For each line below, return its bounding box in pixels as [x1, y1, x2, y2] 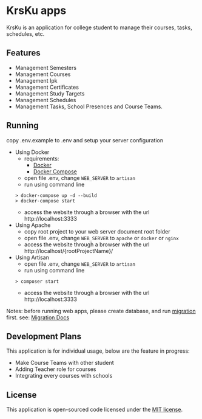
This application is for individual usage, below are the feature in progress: [6, 347, 190, 355]
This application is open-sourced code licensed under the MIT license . [6, 406, 183, 414]
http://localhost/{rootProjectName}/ [24, 247, 113, 254]
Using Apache [15, 221, 51, 229]
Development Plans [6, 331, 82, 341]
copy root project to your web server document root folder [24, 227, 171, 235]
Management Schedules [15, 96, 76, 103]
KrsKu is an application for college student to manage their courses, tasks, [6, 24, 192, 31]
